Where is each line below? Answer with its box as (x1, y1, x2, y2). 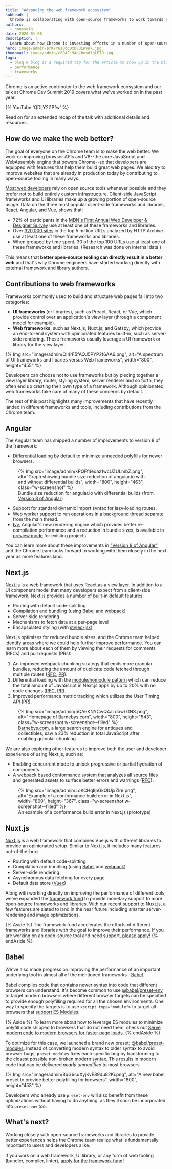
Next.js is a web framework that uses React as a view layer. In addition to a (5, 582, 163, 588)
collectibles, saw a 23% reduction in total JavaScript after (18, 730, 140, 736)
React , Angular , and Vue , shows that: (5, 207, 83, 213)
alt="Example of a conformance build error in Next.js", (18, 793, 133, 799)
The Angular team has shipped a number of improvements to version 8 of (5, 437, 160, 443)
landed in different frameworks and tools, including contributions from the (5, 403, 161, 410)
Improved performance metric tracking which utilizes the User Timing (12, 693, 160, 699)
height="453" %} (5, 1082, 42, 1088)
